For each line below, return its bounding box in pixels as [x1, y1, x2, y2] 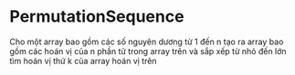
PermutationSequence [9, 6, 184, 27]
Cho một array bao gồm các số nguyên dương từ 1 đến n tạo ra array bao [9, 36, 284, 47]
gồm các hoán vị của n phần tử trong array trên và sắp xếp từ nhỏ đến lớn [9, 45, 287, 56]
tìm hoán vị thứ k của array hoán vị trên [9, 55, 157, 66]
